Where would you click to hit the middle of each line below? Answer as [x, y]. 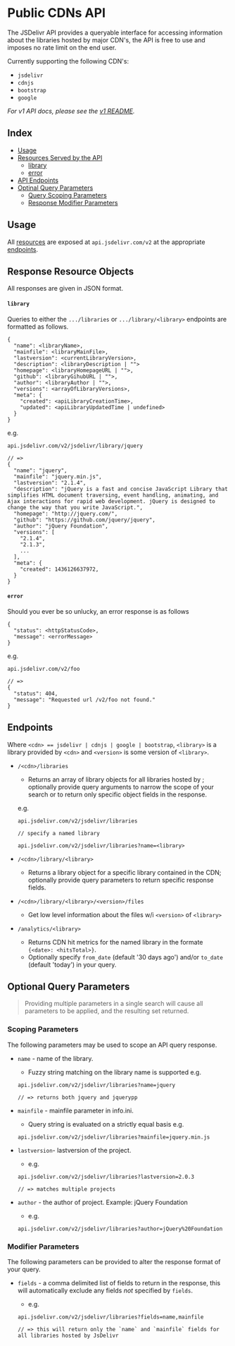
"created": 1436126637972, [59, 569]
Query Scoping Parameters [67, 195]
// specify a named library [58, 833]
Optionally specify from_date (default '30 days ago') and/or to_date [126, 957]
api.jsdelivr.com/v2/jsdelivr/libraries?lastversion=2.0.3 [106, 1177]
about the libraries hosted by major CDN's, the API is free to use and [106, 40]
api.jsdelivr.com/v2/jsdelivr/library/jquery [75, 446]
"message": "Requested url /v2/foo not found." [85, 700]
